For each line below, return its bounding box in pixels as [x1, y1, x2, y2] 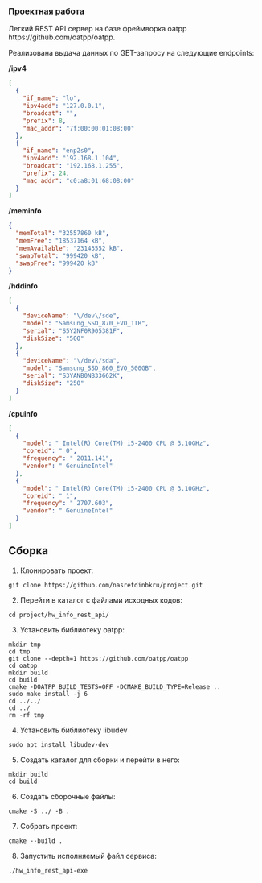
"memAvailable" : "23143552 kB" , [15, 244, 125, 252]
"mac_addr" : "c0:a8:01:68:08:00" [23, 176, 135, 184]
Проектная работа [8, 6, 84, 17]
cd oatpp [8, 661, 38, 670]
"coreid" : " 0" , [23, 447, 78, 455]
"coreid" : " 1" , [23, 491, 78, 500]
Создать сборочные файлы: [19, 791, 116, 801]
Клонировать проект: [19, 566, 94, 575]
